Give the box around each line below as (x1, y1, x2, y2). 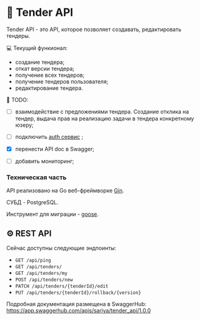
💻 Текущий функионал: (6, 44, 68, 51)
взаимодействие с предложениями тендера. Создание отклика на (15, 108, 189, 115)
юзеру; (15, 121, 34, 129)
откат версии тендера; (15, 65, 75, 72)
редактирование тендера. (15, 84, 84, 91)
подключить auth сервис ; (15, 133, 84, 140)
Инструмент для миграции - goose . (6, 210, 99, 218)
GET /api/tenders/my (15, 271, 68, 277)
